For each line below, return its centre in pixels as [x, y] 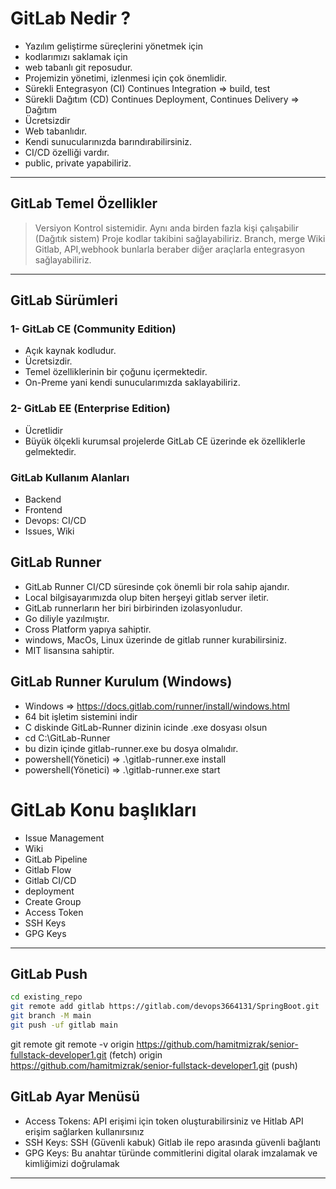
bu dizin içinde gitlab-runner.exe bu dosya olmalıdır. [131, 748]
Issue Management [64, 838]
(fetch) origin [135, 1054]
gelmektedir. [50, 451]
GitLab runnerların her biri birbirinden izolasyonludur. [133, 608]
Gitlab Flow [48, 869]
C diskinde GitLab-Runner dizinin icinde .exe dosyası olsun [146, 727]
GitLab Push [49, 973]
